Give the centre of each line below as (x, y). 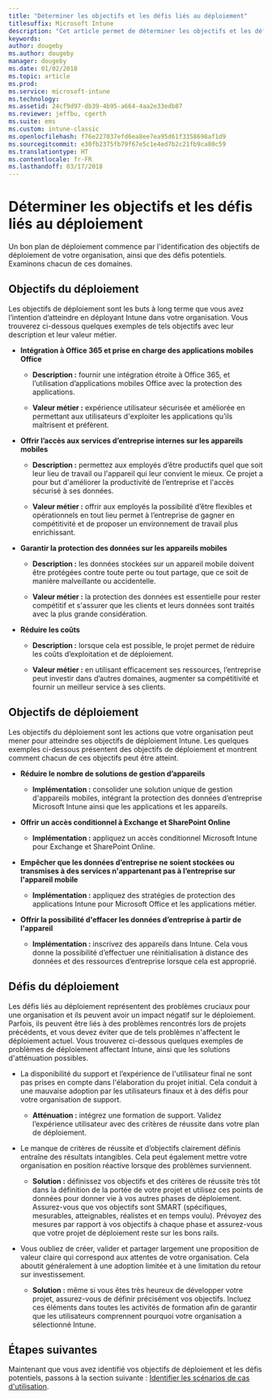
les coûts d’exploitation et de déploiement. (103, 654)
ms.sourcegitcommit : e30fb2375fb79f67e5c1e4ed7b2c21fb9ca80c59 (117, 144)
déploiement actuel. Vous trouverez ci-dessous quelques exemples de (126, 1041)
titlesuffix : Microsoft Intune (61, 24)
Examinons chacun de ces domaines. (70, 264)
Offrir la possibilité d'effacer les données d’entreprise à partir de (130, 919)
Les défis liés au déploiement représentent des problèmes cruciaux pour (130, 1006)
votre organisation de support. (70, 1099)
